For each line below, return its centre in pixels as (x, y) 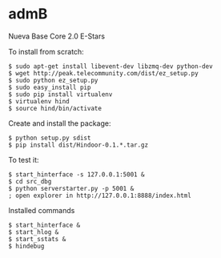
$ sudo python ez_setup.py (53, 80)
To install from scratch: (46, 51)
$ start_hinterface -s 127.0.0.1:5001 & (77, 174)
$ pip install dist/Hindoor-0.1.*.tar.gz (78, 145)
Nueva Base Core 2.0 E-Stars (57, 36)
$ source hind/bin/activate (55, 108)
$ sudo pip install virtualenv (60, 94)
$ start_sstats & (37, 239)
